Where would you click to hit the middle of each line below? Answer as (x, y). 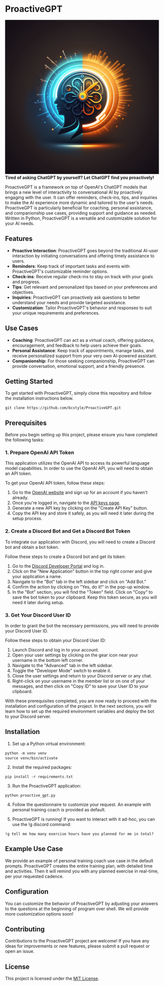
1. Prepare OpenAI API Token (40, 452)
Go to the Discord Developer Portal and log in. (58, 566)
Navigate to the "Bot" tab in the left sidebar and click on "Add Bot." (79, 582)
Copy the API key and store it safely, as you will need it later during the (83, 513)
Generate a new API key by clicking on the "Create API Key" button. (80, 508)
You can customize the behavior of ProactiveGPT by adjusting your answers (82, 903)
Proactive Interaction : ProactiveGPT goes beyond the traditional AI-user (85, 250)
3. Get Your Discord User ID (38, 615)
